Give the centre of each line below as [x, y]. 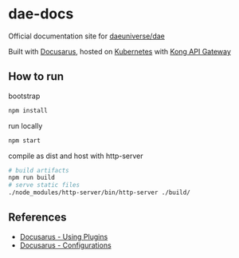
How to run [36, 77]
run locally [25, 125]
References [37, 218]
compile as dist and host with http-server [76, 156]
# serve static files [44, 185]
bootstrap [24, 96]
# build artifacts [39, 170]
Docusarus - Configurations [65, 245]
